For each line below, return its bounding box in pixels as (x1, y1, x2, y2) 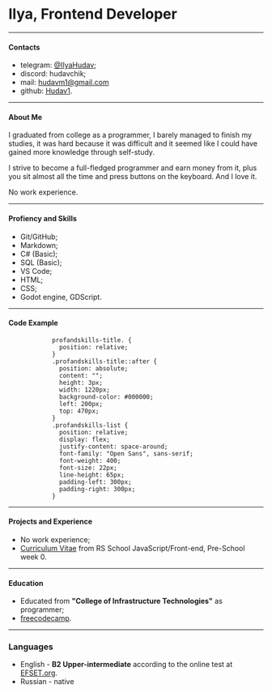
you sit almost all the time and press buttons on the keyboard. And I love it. (8, 172, 257, 182)
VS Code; (19, 266, 53, 276)
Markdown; (19, 240, 58, 250)
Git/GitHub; (19, 232, 58, 242)
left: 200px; (59, 400, 104, 408)
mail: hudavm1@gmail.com (19, 78, 109, 88)
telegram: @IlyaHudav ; (19, 60, 97, 70)
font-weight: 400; (59, 456, 121, 464)
